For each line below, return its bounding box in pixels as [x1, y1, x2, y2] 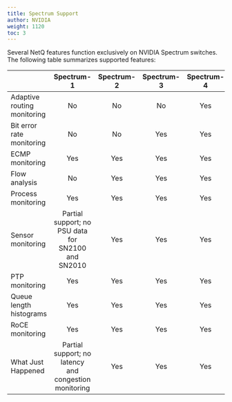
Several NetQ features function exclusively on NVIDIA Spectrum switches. [7, 48, 217, 57]
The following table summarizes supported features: [7, 56, 156, 64]
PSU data [57, 226, 88, 236]
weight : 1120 [7, 23, 45, 30]
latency [60, 357, 85, 367]
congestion [54, 374, 91, 384]
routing [10, 101, 35, 111]
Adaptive [10, 93, 40, 102]
